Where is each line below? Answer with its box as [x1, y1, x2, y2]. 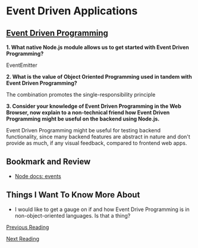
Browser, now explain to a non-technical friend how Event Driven [6, 109, 170, 116]
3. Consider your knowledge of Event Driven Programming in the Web [6, 103, 181, 110]
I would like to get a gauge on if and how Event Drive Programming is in [14, 206, 190, 213]
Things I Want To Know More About [6, 190, 140, 200]
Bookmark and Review [6, 157, 91, 167]
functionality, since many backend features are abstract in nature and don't [6, 133, 190, 140]
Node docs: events [14, 172, 61, 179]
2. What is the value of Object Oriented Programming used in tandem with [6, 73, 192, 80]
